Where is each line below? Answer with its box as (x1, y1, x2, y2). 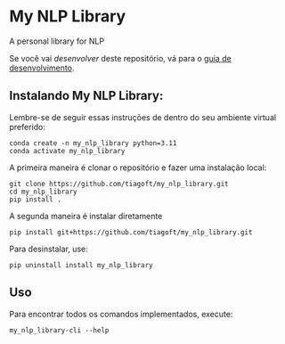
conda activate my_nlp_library (9, 146, 126, 155)
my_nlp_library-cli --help (9, 325, 110, 335)
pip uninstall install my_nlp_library (9, 260, 153, 269)
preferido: (9, 121, 46, 132)
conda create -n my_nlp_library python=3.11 (9, 138, 177, 148)
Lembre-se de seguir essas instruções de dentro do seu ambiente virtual (9, 111, 277, 122)
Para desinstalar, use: (9, 243, 89, 254)
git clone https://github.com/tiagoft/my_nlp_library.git (9, 179, 229, 188)
